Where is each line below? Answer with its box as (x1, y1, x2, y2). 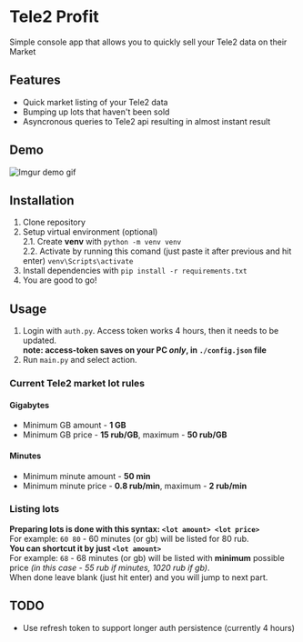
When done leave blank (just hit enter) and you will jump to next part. (9, 571, 268, 583)
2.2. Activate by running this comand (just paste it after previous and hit (22, 246, 292, 256)
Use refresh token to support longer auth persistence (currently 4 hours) (22, 622, 296, 633)
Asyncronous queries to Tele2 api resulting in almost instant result (22, 115, 271, 126)
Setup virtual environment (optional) (22, 226, 158, 237)
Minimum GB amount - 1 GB (22, 420, 126, 431)
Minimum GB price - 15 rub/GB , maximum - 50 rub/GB (22, 429, 227, 440)
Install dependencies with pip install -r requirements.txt (22, 266, 247, 276)
